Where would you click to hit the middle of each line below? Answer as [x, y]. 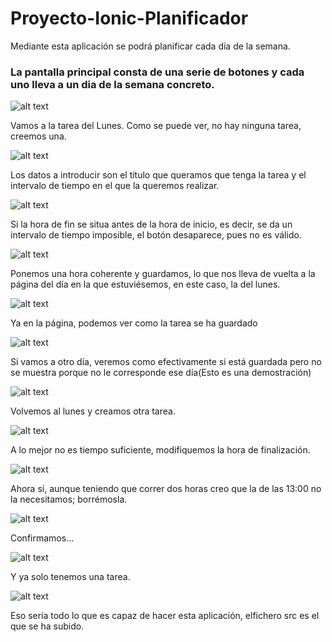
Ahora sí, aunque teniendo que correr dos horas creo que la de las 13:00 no [166, 489]
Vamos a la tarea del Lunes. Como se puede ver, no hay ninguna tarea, [156, 126]
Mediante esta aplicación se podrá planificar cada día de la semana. [150, 46]
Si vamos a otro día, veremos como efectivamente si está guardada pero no [166, 362]
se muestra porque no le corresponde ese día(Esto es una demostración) [161, 373]
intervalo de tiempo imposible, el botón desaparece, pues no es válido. [156, 235]
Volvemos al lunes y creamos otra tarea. [93, 411]
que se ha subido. [47, 626]
